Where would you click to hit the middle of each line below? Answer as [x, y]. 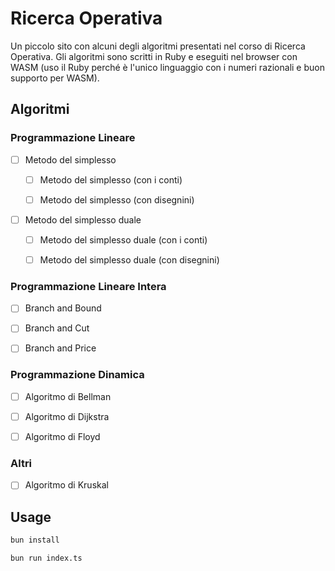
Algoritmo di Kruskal [66, 485]
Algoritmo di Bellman [68, 396]
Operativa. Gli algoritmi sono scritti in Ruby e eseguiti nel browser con [154, 56]
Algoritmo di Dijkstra [67, 416]
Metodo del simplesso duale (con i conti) [123, 239]
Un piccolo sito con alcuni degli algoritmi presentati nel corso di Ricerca [158, 46]
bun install [35, 540]
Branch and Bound [63, 308]
